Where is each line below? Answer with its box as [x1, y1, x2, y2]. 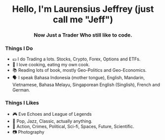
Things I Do [5, 45, 33, 52]
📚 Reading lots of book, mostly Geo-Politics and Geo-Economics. [12, 67, 147, 73]
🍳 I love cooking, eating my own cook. [12, 62, 90, 68]
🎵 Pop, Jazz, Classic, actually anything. [12, 118, 93, 124]
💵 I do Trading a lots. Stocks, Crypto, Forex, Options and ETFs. [12, 56, 141, 62]
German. [12, 87, 31, 93]
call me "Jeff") [52, 14, 114, 25]
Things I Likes [5, 99, 40, 106]
